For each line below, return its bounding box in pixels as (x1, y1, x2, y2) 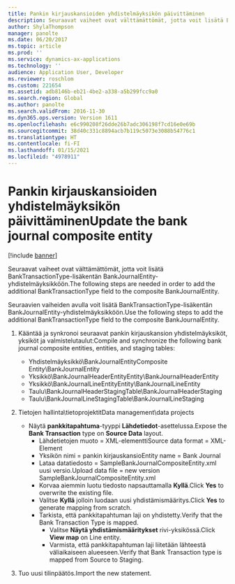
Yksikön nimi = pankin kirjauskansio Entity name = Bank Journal (38, 451, 221, 460)
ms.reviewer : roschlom (8, 75, 74, 83)
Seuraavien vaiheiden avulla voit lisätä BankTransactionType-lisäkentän (8, 300, 213, 308)
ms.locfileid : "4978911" (8, 153, 80, 161)
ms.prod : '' (8, 50, 43, 57)
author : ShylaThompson (8, 23, 74, 30)
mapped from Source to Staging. (49, 555, 144, 564)
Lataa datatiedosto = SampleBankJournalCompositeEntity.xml (38, 459, 217, 467)
